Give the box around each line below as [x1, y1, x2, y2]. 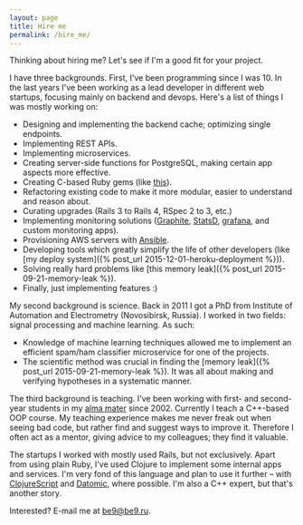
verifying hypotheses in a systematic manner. [22, 375, 193, 386]
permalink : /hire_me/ [9, 30, 91, 39]
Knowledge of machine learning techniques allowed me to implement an [22, 337, 292, 348]
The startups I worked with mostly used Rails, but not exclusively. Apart [9, 450, 276, 461]
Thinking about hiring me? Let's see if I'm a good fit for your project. [9, 55, 264, 66]
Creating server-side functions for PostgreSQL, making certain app [22, 158, 273, 169]
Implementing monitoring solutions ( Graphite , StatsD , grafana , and [22, 215, 270, 227]
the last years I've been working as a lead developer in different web [9, 83, 265, 93]
